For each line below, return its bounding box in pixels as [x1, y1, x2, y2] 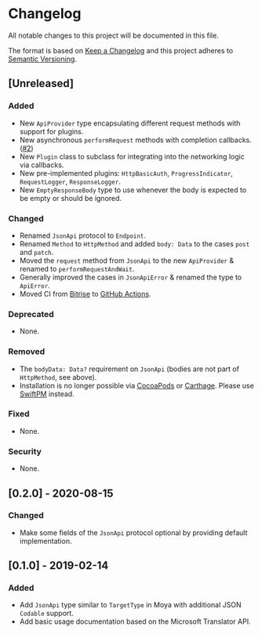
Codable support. [19, 609, 75, 618]
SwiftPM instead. [19, 389, 75, 399]
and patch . [19, 247, 54, 257]
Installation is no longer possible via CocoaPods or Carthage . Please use [19, 381, 255, 390]
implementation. [19, 536, 72, 545]
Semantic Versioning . [8, 54, 77, 64]
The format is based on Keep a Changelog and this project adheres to [8, 46, 234, 55]
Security [8, 446, 42, 457]
